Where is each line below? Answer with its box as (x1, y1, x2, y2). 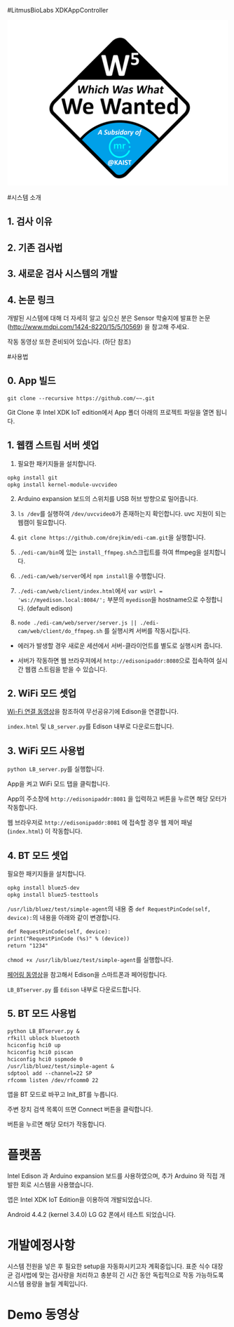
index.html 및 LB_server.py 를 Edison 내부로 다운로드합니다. (7, 722, 174, 731)
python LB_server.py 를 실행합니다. (7, 765, 105, 773)
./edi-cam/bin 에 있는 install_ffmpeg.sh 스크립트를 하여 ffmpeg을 (17, 547, 202, 556)
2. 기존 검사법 (7, 241, 63, 253)
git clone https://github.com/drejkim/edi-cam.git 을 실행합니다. (17, 533, 206, 541)
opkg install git (7, 474, 58, 481)
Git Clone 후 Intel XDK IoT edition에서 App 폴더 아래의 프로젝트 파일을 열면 (7, 408, 214, 416)
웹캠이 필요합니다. (17, 518, 67, 526)
